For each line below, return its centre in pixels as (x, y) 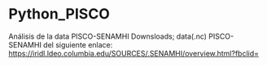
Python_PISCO (59, 14)
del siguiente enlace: (78, 44)
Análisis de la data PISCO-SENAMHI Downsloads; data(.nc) (108, 36)
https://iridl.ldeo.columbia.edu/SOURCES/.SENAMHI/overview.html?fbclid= (133, 53)
